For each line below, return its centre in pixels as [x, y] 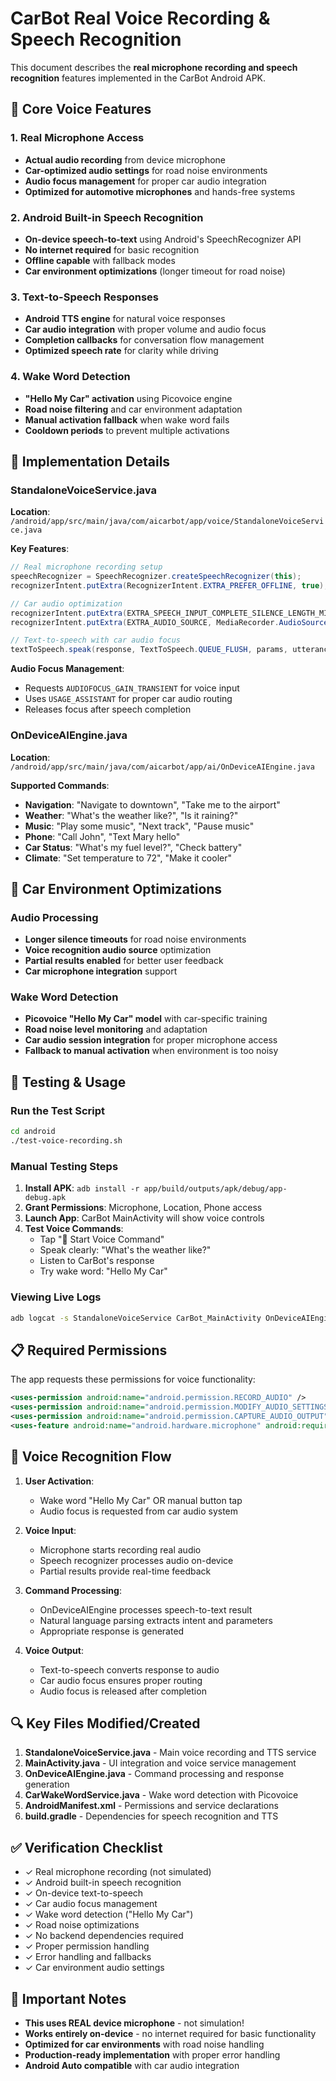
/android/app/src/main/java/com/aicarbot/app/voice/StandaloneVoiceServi [167, 522]
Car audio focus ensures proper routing [121, 1680]
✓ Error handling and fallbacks [88, 1957]
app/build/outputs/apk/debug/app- [215, 1189]
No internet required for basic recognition [112, 249]
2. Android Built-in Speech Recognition [107, 217]
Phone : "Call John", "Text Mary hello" [102, 836]
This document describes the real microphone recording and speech [154, 67]
